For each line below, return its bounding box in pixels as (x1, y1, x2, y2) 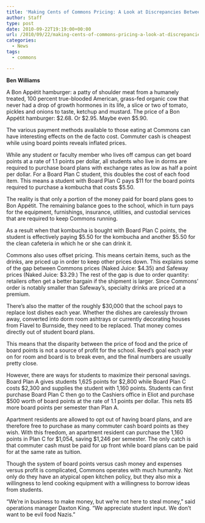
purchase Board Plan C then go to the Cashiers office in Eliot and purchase (6, 390, 195, 398)
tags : (6, 49, 20, 55)
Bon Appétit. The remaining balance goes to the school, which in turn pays (6, 202, 194, 209)
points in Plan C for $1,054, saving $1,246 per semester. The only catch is (6, 435, 191, 442)
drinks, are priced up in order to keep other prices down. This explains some (6, 258, 198, 265)
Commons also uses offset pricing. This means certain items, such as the (6, 251, 191, 258)
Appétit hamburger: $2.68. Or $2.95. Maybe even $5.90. (6, 114, 148, 122)
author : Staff (6, 15, 43, 21)
